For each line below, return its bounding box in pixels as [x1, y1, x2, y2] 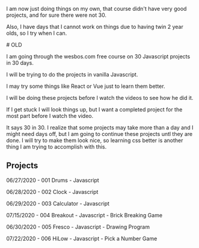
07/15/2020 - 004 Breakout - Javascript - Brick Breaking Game [6, 211, 163, 219]
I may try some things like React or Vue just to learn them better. [6, 82, 165, 90]
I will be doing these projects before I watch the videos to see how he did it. [6, 95, 194, 101]
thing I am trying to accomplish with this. [6, 143, 107, 150]
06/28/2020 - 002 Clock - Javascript [6, 188, 99, 195]
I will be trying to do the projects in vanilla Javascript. [6, 71, 138, 78]
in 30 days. [6, 60, 34, 66]
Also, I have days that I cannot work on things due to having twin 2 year [6, 23, 183, 30]
